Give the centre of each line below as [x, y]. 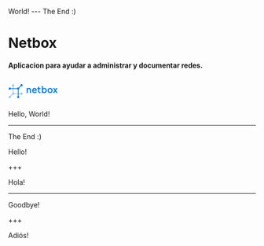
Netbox [33, 43]
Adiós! [18, 235]
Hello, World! [29, 114]
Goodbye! [24, 204]
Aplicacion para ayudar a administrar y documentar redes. [105, 65]
